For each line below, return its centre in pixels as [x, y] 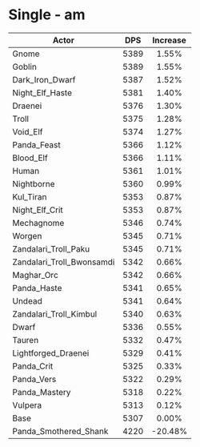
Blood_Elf [30, 158]
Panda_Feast [37, 144]
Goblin [25, 66]
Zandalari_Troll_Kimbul [55, 314]
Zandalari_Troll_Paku [51, 248]
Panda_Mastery [42, 392]
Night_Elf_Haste [42, 92]
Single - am [47, 15]
